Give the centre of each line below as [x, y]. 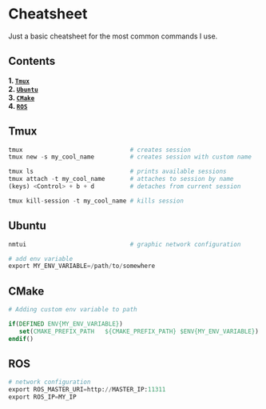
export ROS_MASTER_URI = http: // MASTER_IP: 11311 [87, 390]
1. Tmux [19, 80]
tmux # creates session [100, 150]
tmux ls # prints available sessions [117, 172]
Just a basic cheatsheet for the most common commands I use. [113, 36]
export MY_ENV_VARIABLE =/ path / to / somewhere [82, 266]
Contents [32, 61]
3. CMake [22, 98]
